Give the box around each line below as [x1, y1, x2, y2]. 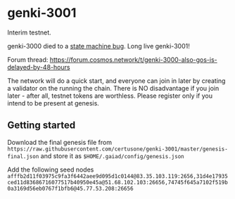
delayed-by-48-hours [7, 63, 70, 71]
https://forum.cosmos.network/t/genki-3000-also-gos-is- [49, 55, 217, 64]
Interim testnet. [7, 28, 51, 37]
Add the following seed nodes [7, 165, 94, 174]
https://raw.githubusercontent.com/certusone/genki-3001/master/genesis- [7, 146, 229, 153]
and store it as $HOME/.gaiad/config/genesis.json [40, 151, 184, 160]
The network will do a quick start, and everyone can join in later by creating [7, 76, 226, 85]
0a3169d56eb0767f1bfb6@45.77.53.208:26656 [7, 185, 134, 192]
